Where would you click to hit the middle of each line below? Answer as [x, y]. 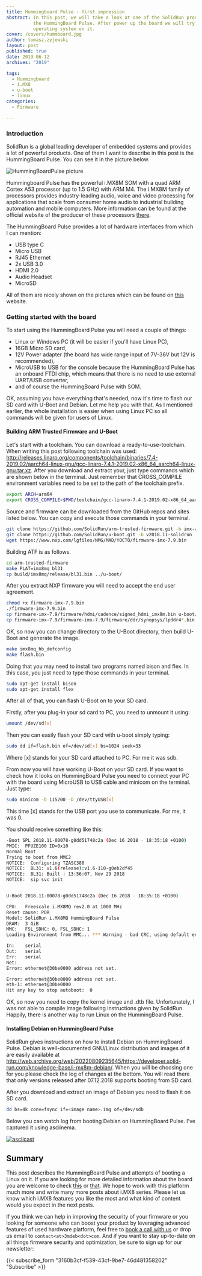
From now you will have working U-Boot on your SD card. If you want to [95, 769]
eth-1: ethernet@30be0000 [38, 985]
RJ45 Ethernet [33, 257]
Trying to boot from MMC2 [38, 857]
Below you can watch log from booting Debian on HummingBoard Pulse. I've [101, 1121]
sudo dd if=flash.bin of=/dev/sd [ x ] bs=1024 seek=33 [74, 746]
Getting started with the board [51, 316]
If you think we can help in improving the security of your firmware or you [97, 1217]
